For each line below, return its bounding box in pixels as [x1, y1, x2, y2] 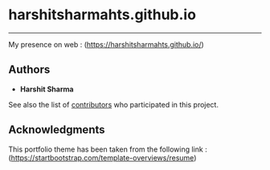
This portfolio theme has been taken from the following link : [8, 144, 207, 154]
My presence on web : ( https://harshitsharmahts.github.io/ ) [8, 39, 205, 49]
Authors [8, 63, 51, 77]
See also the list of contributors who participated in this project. [8, 99, 219, 109]
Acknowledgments [8, 123, 106, 137]
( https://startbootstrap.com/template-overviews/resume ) [8, 152, 197, 162]
